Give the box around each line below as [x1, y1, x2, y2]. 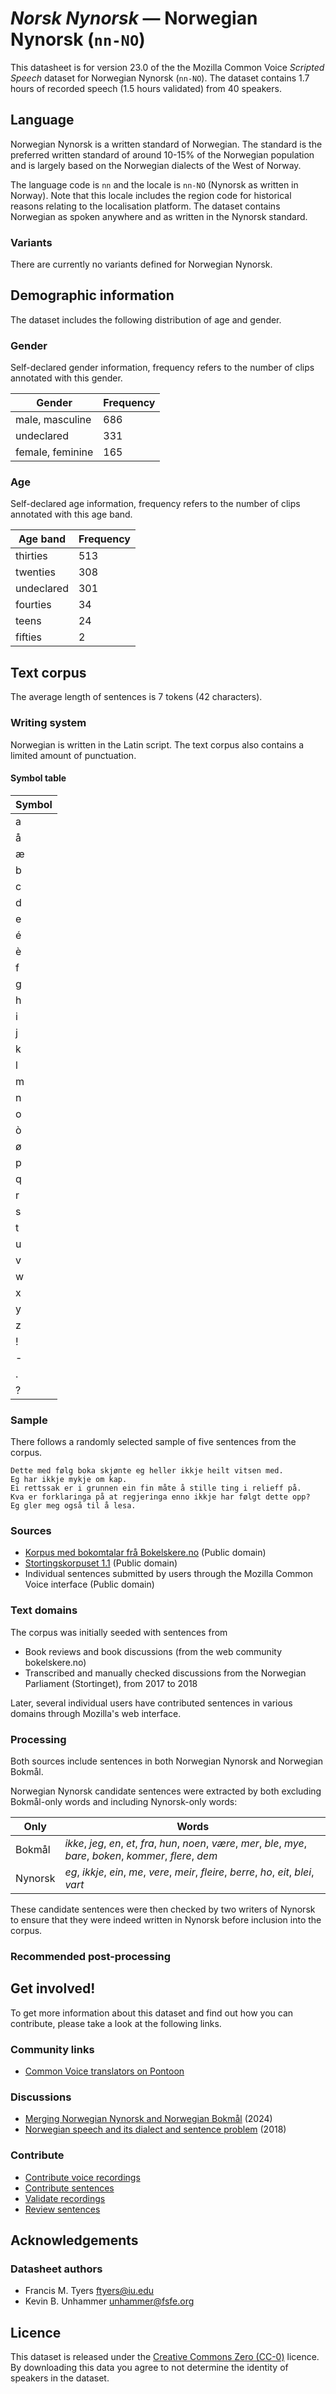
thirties [15, 549, 48, 563]
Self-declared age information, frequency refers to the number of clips [10, 498, 301, 510]
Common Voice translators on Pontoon [24, 2065, 185, 2077]
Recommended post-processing [10, 1949, 172, 1963]
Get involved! [10, 1980, 96, 1997]
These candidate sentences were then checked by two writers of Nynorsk [10, 1903, 316, 1915]
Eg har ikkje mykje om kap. [10, 1475, 128, 1485]
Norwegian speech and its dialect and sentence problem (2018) [24, 2123, 287, 2136]
